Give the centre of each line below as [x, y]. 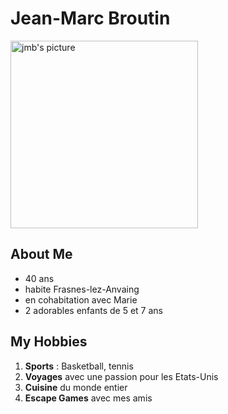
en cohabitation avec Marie [81, 299]
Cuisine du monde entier [76, 387]
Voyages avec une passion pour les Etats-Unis [121, 376]
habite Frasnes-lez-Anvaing [82, 289]
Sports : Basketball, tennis [79, 366]
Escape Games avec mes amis [88, 398]
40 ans [39, 278]
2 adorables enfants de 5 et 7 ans [93, 310]
